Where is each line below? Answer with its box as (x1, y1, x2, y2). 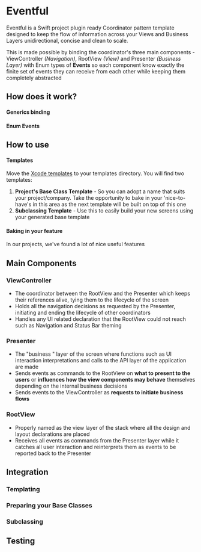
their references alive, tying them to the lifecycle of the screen (14, 296, 169, 303)
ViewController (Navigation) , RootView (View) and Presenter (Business (6, 55, 181, 62)
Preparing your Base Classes (6, 501, 92, 509)
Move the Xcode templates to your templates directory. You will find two (6, 170, 185, 177)
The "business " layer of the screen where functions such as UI (14, 350, 172, 358)
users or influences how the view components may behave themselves (14, 376, 196, 383)
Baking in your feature (6, 227, 63, 234)
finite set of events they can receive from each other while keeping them (6, 67, 186, 75)
